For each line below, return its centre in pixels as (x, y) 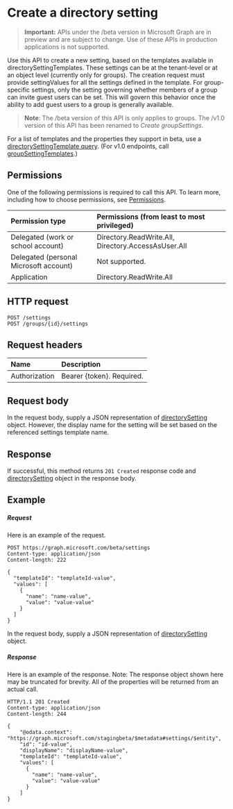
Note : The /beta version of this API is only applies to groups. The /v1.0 (124, 118)
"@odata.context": (46, 733)
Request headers (45, 345)
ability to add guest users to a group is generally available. (90, 104)
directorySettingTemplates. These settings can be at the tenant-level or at (112, 67)
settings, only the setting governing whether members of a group (124, 90)
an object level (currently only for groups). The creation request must (106, 75)
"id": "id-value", (46, 744)
